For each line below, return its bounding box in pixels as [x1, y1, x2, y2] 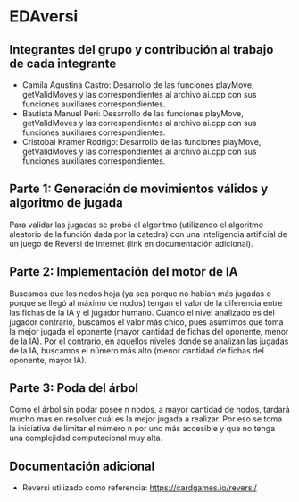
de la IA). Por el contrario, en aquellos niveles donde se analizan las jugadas [9, 336, 289, 346]
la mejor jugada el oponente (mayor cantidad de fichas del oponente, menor [9, 326, 289, 336]
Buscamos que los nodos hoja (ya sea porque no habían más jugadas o [9, 288, 272, 299]
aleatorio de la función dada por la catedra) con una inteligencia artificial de [9, 228, 287, 239]
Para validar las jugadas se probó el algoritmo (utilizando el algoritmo [9, 219, 264, 230]
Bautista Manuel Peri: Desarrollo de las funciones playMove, [21, 108, 244, 118]
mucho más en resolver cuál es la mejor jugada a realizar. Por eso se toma [9, 413, 283, 424]
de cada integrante [9, 55, 117, 71]
